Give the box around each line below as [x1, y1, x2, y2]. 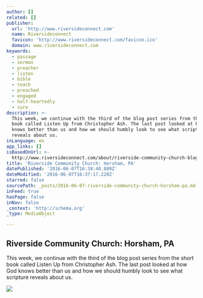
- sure [11, 104, 28, 110]
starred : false [6, 177, 45, 183]
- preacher [11, 65, 39, 71]
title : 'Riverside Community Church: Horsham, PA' [6, 160, 137, 166]
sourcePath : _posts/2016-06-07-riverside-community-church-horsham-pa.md [6, 183, 196, 189]
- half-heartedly [11, 98, 56, 104]
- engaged [11, 93, 36, 99]
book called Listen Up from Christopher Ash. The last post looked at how [6, 261, 187, 268]
